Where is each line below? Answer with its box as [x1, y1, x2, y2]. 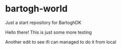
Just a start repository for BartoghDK [5, 19, 81, 25]
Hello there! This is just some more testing [5, 29, 92, 35]
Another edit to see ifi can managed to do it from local [5, 38, 116, 45]
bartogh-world [5, 3, 68, 14]
